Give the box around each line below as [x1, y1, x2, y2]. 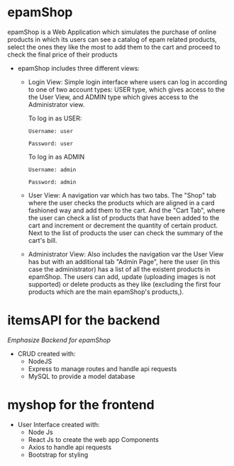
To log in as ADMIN [28, 152, 85, 161]
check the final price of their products [7, 50, 118, 59]
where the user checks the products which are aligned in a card [28, 198, 215, 207]
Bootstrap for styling [28, 450, 89, 459]
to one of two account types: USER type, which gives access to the [28, 85, 225, 93]
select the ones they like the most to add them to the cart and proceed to [7, 42, 221, 51]
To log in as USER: [28, 114, 82, 123]
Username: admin [28, 166, 77, 174]
